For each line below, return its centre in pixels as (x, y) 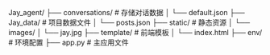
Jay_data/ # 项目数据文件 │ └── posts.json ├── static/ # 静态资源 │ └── (129, 22)
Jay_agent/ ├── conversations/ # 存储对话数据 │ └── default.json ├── (127, 12)
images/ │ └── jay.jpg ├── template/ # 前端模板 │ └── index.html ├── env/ (135, 32)
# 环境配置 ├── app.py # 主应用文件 (69, 42)
